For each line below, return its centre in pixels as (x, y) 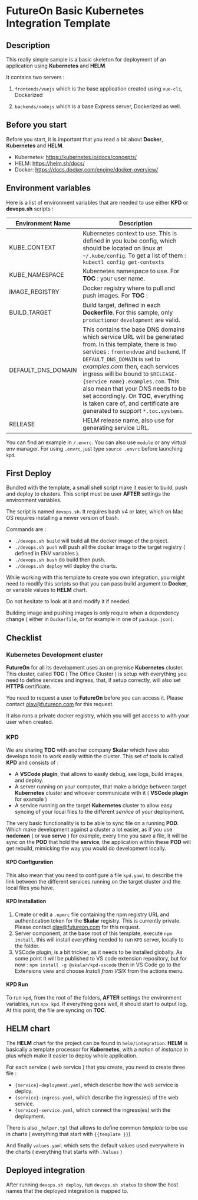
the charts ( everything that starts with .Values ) (64, 1152)
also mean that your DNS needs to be (134, 389)
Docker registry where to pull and (129, 288)
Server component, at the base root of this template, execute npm (93, 933)
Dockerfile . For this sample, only (128, 312)
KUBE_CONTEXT (32, 247)
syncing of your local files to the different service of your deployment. (99, 812)
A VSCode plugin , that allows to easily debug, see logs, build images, (99, 774)
